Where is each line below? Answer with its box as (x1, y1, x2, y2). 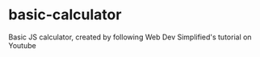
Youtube (8, 40, 36, 50)
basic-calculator (8, 6, 122, 24)
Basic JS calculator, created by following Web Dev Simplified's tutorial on (8, 32, 252, 42)
